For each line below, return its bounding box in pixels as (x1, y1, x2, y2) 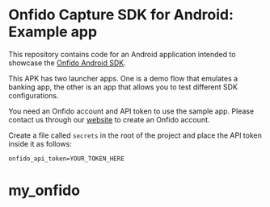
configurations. (8, 90, 59, 100)
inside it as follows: (8, 139, 73, 148)
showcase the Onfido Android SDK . (8, 58, 127, 68)
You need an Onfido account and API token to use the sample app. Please (8, 106, 255, 116)
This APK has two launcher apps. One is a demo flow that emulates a (8, 73, 238, 83)
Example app (8, 23, 98, 41)
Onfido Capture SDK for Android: (8, 6, 234, 24)
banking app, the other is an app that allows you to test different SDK (8, 82, 238, 92)
